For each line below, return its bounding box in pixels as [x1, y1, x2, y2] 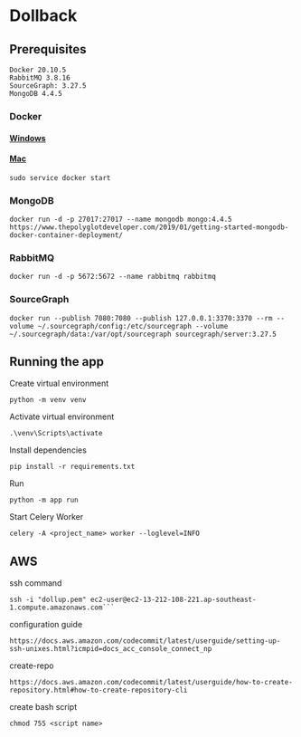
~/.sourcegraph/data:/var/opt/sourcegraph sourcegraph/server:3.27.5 [9, 330, 277, 339]
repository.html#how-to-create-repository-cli [9, 685, 188, 695]
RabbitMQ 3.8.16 [9, 73, 71, 82]
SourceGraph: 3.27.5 [9, 81, 88, 91]
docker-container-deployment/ [9, 231, 124, 240]
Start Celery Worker [9, 512, 84, 522]
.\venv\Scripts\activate [9, 429, 103, 438]
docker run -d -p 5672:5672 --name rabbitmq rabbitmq [9, 273, 217, 282]
